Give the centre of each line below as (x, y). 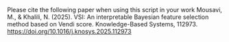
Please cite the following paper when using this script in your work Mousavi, (115, 10)
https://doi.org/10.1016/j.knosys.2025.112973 (69, 31)
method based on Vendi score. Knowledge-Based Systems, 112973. (103, 24)
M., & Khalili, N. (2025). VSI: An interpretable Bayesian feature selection (108, 17)
